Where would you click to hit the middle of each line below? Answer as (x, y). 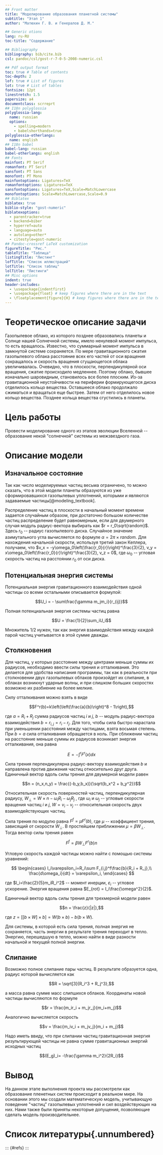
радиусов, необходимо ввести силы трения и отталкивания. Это (72, 667)
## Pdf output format (27, 68)
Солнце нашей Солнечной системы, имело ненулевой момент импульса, (81, 340)
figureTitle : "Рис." (26, 249)
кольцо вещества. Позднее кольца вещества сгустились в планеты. (76, 397)
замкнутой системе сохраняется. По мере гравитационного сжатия (76, 351)
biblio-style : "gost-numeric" (36, 208)
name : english (24, 140)
